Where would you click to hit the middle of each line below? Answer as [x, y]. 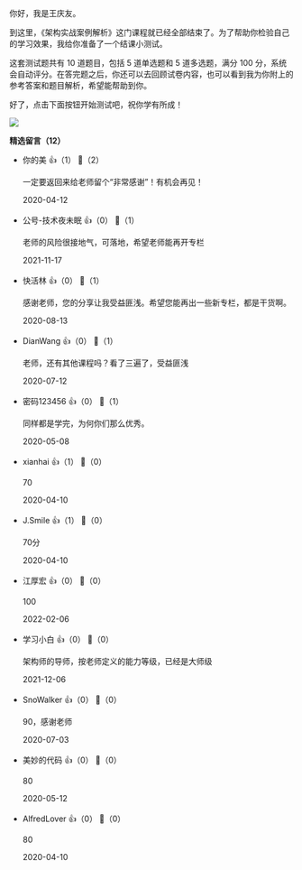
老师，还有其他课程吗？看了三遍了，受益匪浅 [105, 363]
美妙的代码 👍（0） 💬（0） [72, 760]
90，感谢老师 [47, 722]
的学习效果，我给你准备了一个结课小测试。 [88, 44]
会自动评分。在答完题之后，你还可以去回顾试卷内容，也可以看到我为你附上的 [151, 74]
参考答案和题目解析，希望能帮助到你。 [80, 85]
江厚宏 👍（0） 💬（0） [64, 581]
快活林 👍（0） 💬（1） [63, 281]
